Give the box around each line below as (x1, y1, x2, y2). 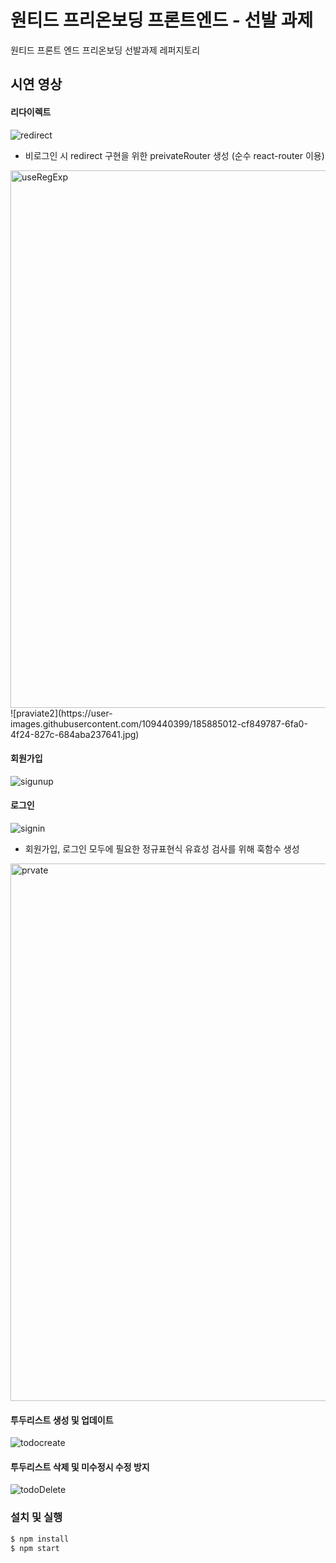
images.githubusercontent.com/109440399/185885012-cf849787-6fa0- (10, 717, 308, 730)
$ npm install (10, 1534, 70, 1544)
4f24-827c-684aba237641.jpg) (10, 728, 140, 740)
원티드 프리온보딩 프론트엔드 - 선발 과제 (10, 9, 314, 32)
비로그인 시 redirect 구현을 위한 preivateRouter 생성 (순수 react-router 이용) (24, 149, 325, 161)
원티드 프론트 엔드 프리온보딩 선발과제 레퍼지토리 (10, 44, 201, 56)
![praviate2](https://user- (10, 707, 113, 719)
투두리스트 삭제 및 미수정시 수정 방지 (10, 1461, 150, 1473)
